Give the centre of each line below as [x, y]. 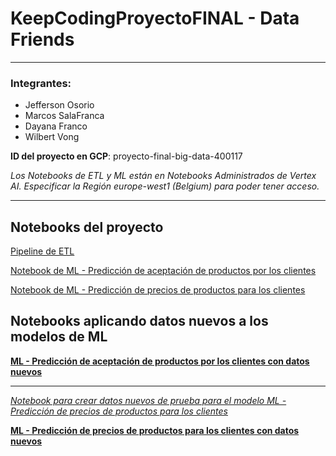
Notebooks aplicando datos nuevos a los [139, 321]
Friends [42, 39]
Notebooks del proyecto [87, 227]
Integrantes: [41, 83]
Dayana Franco [56, 126]
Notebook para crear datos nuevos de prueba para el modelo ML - [148, 400]
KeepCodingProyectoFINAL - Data [155, 18]
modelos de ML [59, 337]
